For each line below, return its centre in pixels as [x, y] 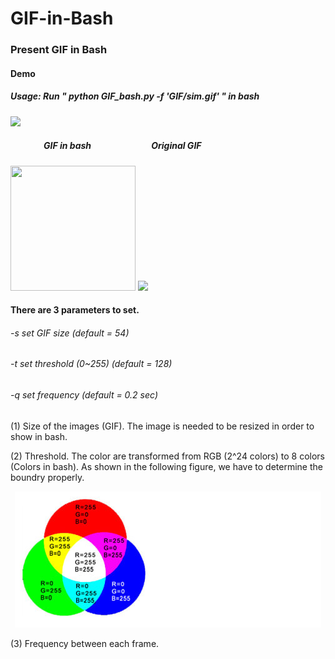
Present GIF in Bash [59, 50]
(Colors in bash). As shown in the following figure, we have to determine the [166, 466]
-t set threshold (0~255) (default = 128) [91, 364]
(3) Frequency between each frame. [85, 643]
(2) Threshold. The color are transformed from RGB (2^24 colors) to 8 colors [167, 456]
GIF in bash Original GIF [122, 146]
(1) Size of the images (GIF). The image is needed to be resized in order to [162, 426]
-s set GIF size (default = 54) [70, 333]
